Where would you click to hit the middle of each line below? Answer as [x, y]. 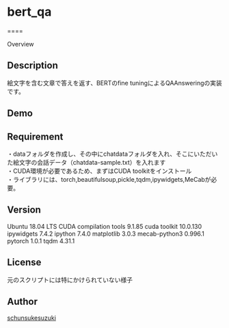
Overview [21, 44]
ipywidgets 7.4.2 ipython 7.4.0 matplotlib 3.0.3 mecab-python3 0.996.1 [106, 234]
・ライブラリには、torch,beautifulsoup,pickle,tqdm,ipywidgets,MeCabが [109, 179]
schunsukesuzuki [32, 318]
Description [32, 66]
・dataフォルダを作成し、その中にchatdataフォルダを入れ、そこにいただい [112, 154]
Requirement [35, 136]
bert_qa [29, 12]
